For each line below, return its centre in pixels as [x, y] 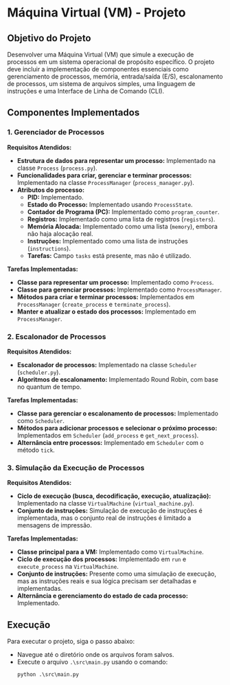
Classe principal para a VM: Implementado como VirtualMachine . [110, 552]
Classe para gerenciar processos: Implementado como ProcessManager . [119, 290]
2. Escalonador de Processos [57, 336]
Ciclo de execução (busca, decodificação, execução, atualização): [114, 496]
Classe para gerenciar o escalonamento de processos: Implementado [117, 413]
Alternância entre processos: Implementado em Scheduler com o [110, 442]
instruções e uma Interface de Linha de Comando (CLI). [86, 91]
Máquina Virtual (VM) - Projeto [96, 13]
